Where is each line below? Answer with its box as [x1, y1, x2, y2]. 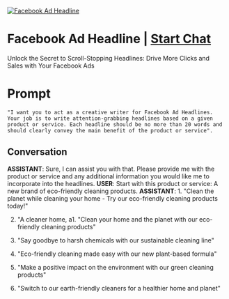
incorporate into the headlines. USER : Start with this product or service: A [7, 179, 219, 187]
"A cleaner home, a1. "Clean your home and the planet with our [17, 215, 198, 223]
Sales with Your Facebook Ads [7, 61, 95, 70]
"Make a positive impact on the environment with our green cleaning [17, 263, 214, 271]
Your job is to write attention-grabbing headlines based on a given [7, 115, 214, 122]
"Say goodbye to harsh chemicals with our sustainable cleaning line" [17, 236, 214, 244]
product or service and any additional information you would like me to [7, 171, 210, 181]
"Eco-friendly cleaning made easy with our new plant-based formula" [17, 250, 217, 258]
